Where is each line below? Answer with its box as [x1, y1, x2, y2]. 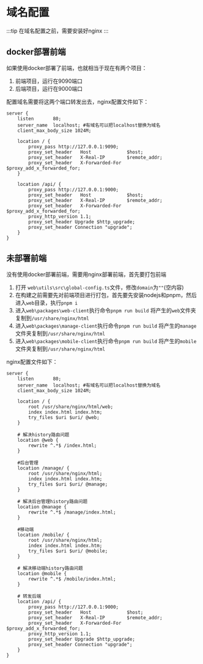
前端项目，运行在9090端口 [15, 77, 83, 85]
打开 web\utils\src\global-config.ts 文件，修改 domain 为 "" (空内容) [15, 284, 184, 291]
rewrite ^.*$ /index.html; [28, 442, 97, 449]
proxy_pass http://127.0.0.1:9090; [28, 144, 119, 150]
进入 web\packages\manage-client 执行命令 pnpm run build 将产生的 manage [15, 322, 197, 329]
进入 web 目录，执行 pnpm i [15, 299, 78, 306]
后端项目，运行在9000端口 [15, 85, 83, 92]
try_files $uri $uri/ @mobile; [28, 547, 108, 554]
